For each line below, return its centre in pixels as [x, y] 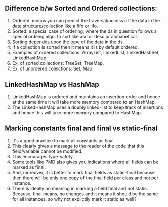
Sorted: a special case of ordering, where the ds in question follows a [85, 31]
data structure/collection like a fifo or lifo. [55, 26]
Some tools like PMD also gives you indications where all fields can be [85, 162]
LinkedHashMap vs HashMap [52, 84]
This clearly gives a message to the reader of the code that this [78, 146]
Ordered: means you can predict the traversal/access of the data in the [86, 20]
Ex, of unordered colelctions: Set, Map [52, 68]
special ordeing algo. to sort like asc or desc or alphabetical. [75, 36]
